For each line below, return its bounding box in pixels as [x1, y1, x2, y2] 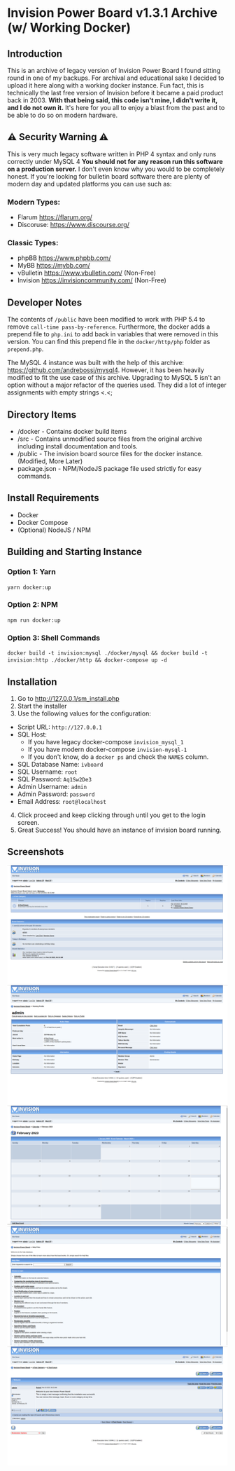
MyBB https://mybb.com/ [17, 261, 91, 270]
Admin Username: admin [17, 782, 87, 791]
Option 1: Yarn [7, 567, 56, 577]
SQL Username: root [17, 767, 78, 776]
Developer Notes [7, 296, 83, 308]
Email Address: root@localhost [17, 797, 107, 805]
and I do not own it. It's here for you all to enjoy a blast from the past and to [7, 104, 225, 111]
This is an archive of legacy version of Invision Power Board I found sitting [7, 67, 221, 74]
